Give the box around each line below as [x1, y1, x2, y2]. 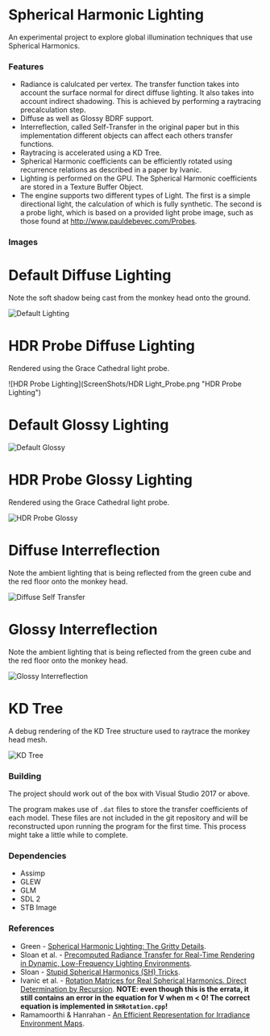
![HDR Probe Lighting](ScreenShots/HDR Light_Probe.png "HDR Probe [8, 379, 242, 389]
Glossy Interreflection [8, 621, 158, 639]
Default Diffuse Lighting [8, 266, 172, 285]
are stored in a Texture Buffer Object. [19, 182, 143, 192]
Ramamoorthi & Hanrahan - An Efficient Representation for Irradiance [19, 1009, 251, 1019]
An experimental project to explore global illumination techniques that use [8, 32, 253, 42]
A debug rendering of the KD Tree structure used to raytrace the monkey [8, 726, 251, 735]
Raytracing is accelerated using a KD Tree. [19, 148, 162, 158]
